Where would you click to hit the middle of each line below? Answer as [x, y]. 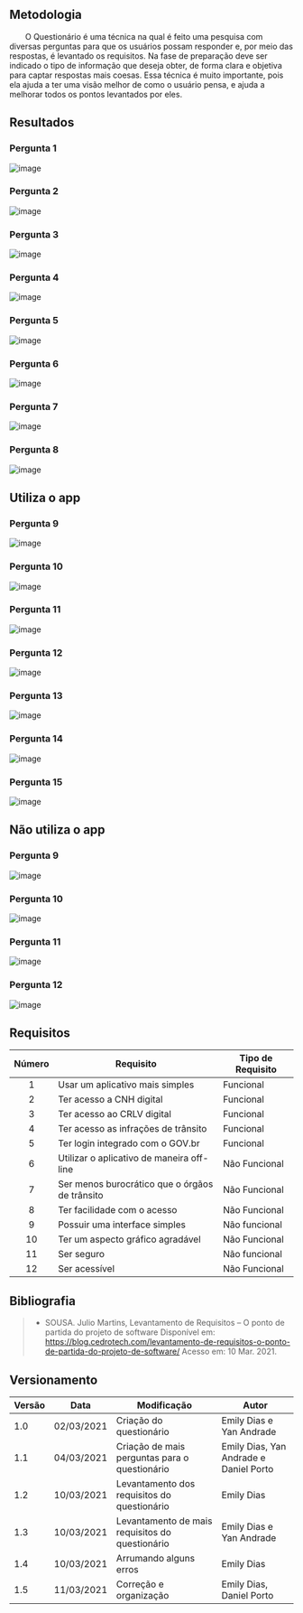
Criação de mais [151, 1447]
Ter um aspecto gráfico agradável [129, 1239]
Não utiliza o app [57, 830]
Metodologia [46, 15]
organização [142, 1596]
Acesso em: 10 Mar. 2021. [230, 1352]
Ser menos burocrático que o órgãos [136, 1184]
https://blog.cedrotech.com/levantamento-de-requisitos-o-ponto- [167, 1342]
